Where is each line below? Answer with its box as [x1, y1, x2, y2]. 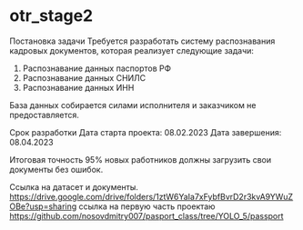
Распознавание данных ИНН [22, 82, 135, 93]
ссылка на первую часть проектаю [78, 201, 216, 212]
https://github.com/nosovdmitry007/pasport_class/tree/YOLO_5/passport [9, 210, 284, 221]
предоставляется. [9, 109, 80, 120]
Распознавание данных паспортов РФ [22, 63, 171, 74]
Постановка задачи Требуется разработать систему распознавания [9, 35, 276, 46]
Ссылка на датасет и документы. [9, 181, 139, 192]
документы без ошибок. [9, 164, 104, 175]
